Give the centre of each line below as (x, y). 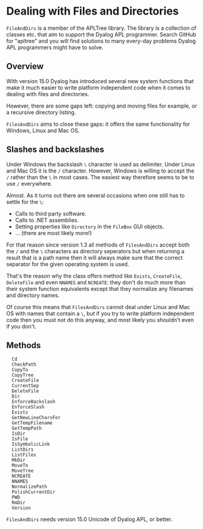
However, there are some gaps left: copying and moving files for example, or (102, 106)
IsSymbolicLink (31, 445)
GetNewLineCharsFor (36, 418)
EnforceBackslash (34, 402)
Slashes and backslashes (55, 150)
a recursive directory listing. (41, 112)
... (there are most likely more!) (53, 233)
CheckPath (24, 365)
